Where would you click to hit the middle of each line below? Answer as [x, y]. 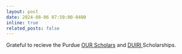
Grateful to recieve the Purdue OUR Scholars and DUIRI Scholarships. [91, 45]
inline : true [22, 23]
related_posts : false [33, 28]
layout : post [22, 12]
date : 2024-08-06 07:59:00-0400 [46, 17]
